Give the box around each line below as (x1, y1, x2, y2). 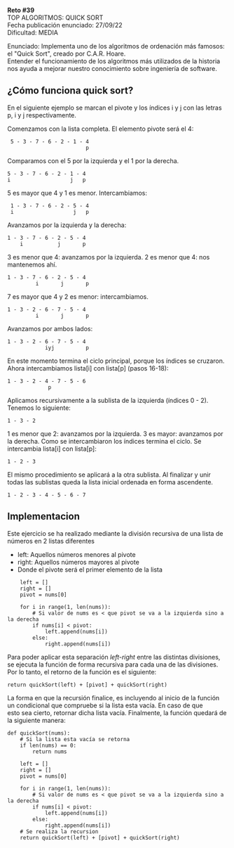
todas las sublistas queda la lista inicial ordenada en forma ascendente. (7, 477, 214, 486)
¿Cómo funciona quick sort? (7, 84, 134, 97)
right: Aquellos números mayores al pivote (17, 558, 140, 566)
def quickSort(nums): (7, 729, 71, 737)
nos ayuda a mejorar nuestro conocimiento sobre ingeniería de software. (7, 65, 217, 72)
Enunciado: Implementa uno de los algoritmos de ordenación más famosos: (7, 42, 226, 50)
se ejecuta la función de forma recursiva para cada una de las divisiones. (7, 660, 219, 669)
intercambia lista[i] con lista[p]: (7, 444, 97, 453)
